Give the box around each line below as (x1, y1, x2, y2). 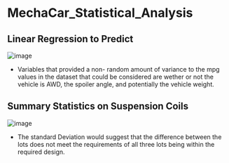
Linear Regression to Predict (7, 33, 134, 45)
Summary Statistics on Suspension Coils (7, 100, 189, 112)
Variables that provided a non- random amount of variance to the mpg (17, 65, 220, 73)
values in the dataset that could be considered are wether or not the (17, 72, 214, 81)
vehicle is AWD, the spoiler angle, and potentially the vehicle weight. (17, 80, 215, 89)
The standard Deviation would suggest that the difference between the (17, 132, 222, 141)
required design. (17, 148, 65, 156)
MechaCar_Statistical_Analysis (7, 5, 193, 21)
